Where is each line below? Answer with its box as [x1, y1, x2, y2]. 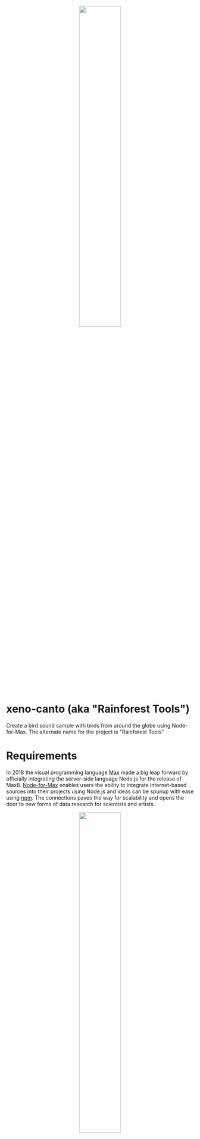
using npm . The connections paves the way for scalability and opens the [6, 794, 185, 801]
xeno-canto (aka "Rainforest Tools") [6, 703, 190, 716]
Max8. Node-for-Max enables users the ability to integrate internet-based [6, 781, 187, 788]
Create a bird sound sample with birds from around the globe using [6, 722, 171, 729]
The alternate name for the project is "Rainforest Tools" [29, 728, 164, 735]
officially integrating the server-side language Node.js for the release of [6, 775, 182, 782]
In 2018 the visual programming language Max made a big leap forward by [6, 769, 189, 776]
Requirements [6, 749, 77, 763]
